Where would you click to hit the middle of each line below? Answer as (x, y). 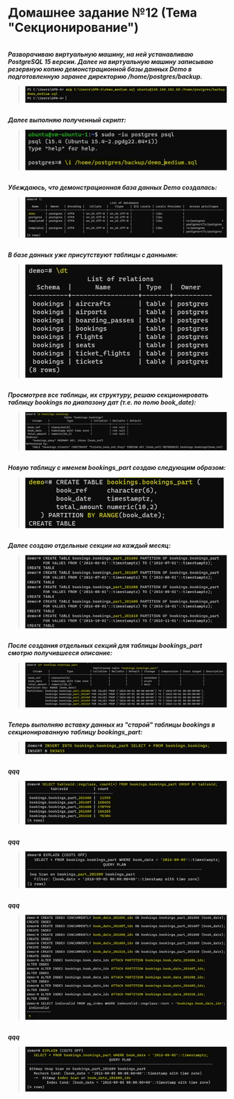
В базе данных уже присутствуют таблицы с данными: (93, 255)
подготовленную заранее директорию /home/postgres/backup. (105, 76)
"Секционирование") (74, 27)
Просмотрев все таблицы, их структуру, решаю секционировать (108, 395)
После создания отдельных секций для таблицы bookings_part (105, 645)
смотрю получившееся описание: (60, 653)
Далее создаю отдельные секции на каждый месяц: (89, 546)
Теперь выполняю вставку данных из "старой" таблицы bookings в (112, 725)
